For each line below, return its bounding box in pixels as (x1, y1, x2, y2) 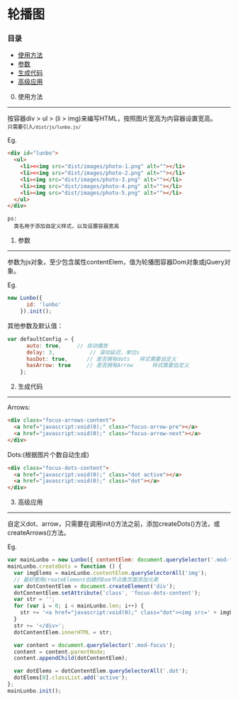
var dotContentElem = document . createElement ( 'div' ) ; (13, 583, 176, 590)
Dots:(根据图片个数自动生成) (7, 450, 90, 459)
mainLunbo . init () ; (7, 687, 62, 695)
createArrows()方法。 (7, 529, 70, 537)
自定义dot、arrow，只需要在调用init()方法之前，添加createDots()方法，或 (7, 520, 220, 528)
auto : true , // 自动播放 (25, 342, 108, 349)
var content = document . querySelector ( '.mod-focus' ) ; (13, 641, 176, 649)
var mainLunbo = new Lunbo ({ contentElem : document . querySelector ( (7, 556, 211, 563)
